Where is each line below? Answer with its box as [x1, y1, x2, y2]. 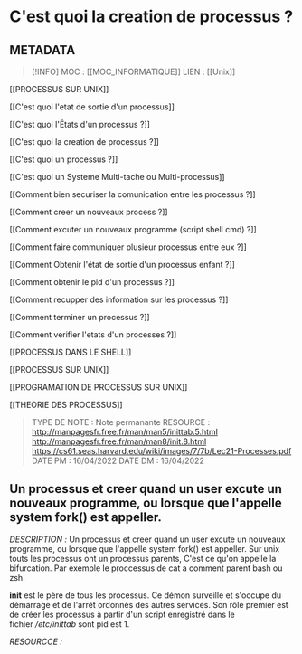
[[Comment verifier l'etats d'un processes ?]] [9, 329, 177, 340]
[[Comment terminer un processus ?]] [9, 312, 151, 322]
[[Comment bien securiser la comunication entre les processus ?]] [9, 189, 256, 200]
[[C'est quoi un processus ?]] [9, 154, 118, 165]
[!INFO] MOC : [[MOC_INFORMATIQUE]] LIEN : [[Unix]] [31, 66, 236, 77]
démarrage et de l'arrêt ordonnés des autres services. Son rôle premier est [9, 599, 289, 610]
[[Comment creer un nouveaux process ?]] [9, 206, 169, 217]
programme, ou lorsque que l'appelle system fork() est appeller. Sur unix [9, 543, 280, 554]
